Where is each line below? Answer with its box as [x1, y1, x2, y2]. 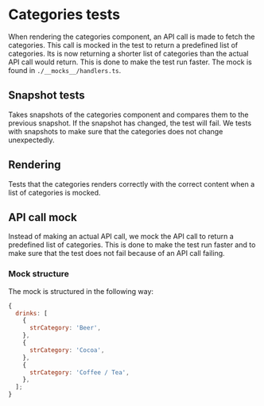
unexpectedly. [8, 135, 55, 145]
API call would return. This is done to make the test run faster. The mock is [8, 57, 252, 67]
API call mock [8, 211, 77, 224]
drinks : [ [15, 309, 48, 317]
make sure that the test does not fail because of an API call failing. [8, 249, 225, 258]
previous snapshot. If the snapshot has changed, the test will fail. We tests [8, 118, 252, 128]
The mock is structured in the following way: [8, 286, 153, 296]
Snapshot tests [8, 89, 85, 102]
